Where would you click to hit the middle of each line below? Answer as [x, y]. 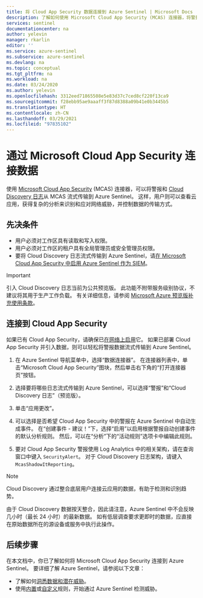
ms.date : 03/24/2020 [32, 85]
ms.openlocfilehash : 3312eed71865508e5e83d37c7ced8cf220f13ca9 [88, 96]
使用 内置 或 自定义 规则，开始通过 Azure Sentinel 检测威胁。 [88, 588]
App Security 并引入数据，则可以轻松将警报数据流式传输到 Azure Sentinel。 [100, 347]
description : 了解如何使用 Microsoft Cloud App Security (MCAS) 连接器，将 [99, 18]
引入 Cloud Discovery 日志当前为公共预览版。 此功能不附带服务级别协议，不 [101, 288]
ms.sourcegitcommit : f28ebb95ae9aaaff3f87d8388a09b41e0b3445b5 [88, 101]
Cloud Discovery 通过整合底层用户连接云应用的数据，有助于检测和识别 [94, 488]
